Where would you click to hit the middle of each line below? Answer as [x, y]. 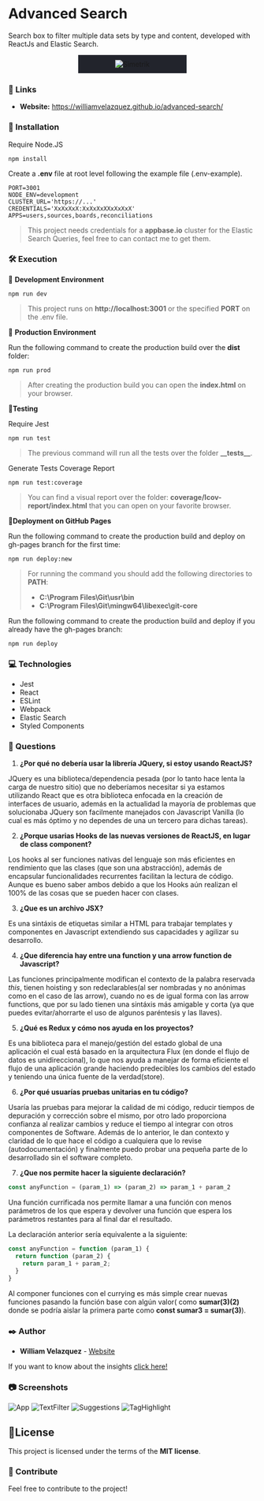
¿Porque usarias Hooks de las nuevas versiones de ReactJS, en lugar [135, 836]
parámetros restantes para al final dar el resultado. [90, 1220]
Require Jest [29, 423]
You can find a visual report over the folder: [98, 497]
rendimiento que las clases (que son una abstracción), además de [115, 868]
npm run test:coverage [45, 482]
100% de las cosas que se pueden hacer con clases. [93, 893]
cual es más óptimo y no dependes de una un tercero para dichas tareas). [128, 821]
